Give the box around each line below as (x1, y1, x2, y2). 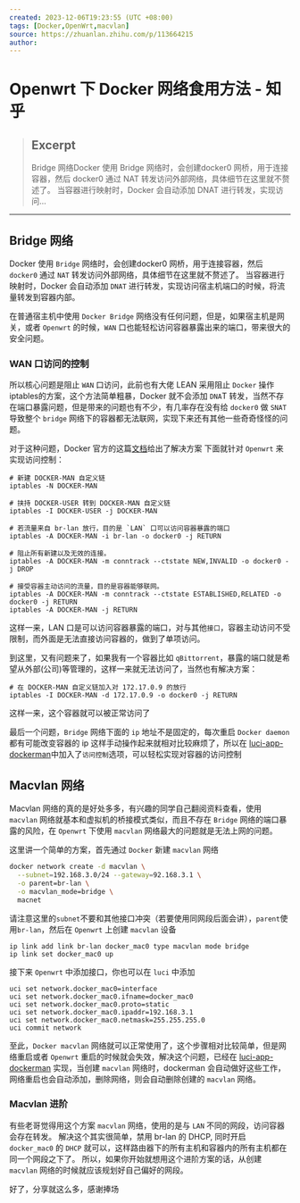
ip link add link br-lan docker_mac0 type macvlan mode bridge (9, 941, 250, 951)
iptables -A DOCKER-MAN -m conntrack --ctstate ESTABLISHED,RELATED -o (9, 590, 281, 599)
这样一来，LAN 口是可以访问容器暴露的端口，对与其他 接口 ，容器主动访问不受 (9, 622, 291, 633)
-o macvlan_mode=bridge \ (17, 887, 114, 896)
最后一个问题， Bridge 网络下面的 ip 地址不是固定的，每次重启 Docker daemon (9, 727, 290, 738)
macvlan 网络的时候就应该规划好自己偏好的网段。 (9, 1165, 189, 1175)
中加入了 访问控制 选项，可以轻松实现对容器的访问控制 (50, 749, 242, 760)
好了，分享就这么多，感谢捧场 (9, 1183, 119, 1194)
